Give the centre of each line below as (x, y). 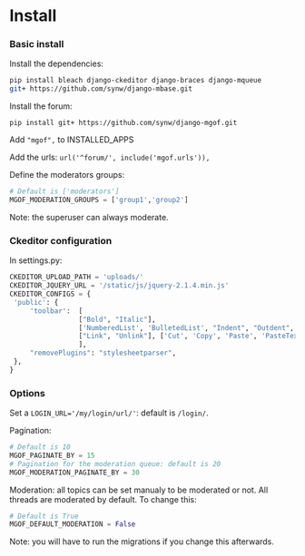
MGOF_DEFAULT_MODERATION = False (73, 524)
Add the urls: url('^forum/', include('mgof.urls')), (110, 157)
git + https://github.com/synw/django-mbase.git (101, 89)
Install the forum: (41, 106)
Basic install (37, 44)
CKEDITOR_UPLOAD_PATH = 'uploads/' (77, 278)
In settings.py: (36, 260)
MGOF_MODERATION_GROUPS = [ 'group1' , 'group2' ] (99, 200)
